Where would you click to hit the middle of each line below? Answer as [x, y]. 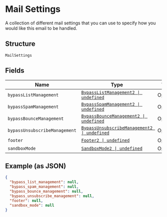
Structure [20, 44]
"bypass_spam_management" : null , [44, 187]
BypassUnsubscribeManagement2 [117, 128]
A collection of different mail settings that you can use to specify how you [81, 23]
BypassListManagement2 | [111, 92]
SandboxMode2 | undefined [112, 148]
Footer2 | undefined [106, 140]
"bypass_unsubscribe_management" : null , [52, 196]
